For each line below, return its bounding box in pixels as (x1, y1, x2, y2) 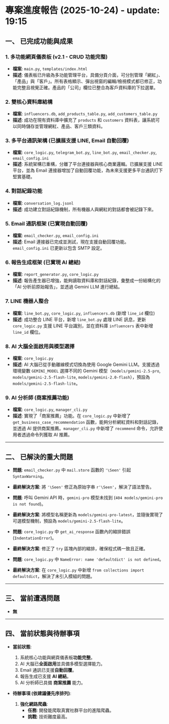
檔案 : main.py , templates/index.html (12, 65, 88, 71)
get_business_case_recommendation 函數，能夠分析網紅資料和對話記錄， (12, 419, 161, 425)
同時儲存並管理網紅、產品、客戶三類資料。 (17, 123, 106, 129)
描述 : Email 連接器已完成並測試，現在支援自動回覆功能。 (12, 239, 129, 245)
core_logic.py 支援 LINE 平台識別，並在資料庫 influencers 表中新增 (12, 323, 153, 329)
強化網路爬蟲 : (20, 701, 48, 707)
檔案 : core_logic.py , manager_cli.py (12, 406, 88, 413)
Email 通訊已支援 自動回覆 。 (20, 667, 77, 673)
